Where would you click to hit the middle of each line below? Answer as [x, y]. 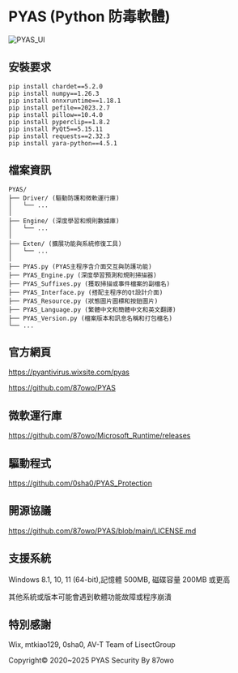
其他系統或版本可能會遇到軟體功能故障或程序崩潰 [90, 597]
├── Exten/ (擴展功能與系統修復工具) [65, 244]
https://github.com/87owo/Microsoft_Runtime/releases [100, 436]
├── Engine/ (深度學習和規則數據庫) [64, 221]
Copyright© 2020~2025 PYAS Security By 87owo [91, 660]
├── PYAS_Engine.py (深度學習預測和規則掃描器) [83, 275]
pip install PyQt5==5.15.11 [56, 129]
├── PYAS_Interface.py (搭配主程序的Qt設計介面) [86, 292]
